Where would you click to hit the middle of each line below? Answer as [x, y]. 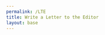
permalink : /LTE [26, 12]
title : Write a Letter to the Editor [52, 17]
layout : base [22, 23]
